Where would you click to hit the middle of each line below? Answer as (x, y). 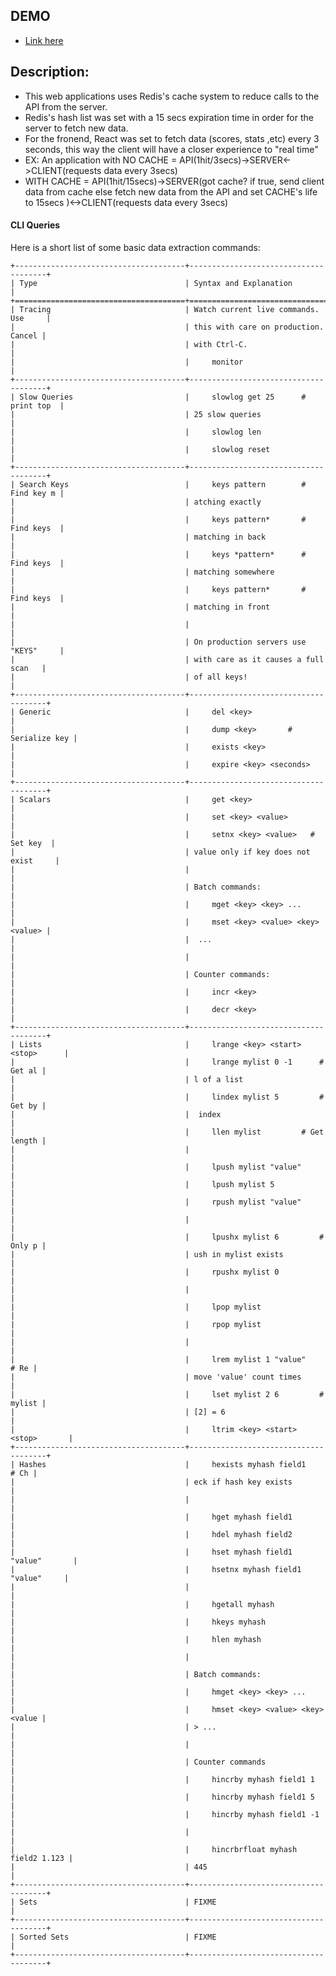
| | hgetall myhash (142, 1604)
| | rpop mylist (136, 1324)
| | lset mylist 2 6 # (167, 1394)
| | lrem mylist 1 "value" (158, 1359)
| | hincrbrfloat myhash (154, 1849)
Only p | (28, 1245)
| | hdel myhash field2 (151, 1534)
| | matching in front (140, 607)
